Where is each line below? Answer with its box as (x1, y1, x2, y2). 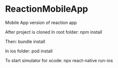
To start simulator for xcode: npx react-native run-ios (5, 57, 113, 63)
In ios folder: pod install (5, 48, 53, 54)
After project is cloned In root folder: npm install (5, 29, 102, 35)
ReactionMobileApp (5, 3, 88, 15)
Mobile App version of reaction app (5, 20, 77, 25)
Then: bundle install (5, 38, 45, 45)
